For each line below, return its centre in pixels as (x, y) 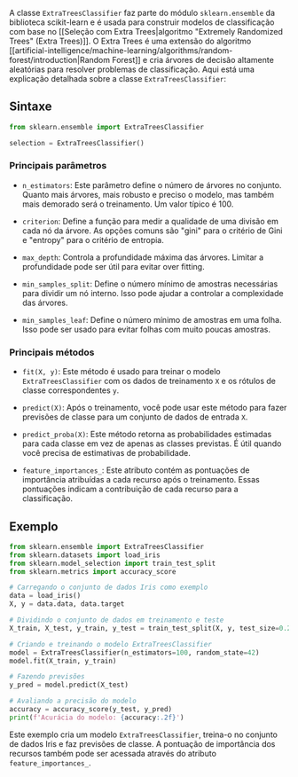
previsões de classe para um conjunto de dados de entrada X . (135, 417)
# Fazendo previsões (47, 677)
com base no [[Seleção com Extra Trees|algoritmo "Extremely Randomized (146, 31)
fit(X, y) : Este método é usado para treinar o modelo (121, 372)
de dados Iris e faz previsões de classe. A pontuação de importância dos (142, 743)
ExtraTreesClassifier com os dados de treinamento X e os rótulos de (149, 381)
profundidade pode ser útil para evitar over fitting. (114, 266)
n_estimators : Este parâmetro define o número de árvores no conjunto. (152, 184)
